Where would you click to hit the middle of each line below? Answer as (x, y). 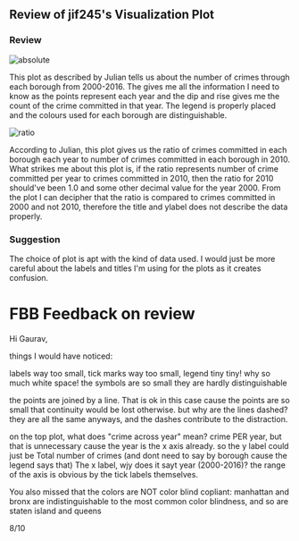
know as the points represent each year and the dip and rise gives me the (145, 96)
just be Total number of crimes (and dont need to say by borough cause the (148, 455)
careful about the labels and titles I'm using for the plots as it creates (135, 268)
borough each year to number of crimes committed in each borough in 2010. (150, 159)
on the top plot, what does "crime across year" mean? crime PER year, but (146, 436)
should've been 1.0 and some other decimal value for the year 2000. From (145, 188)
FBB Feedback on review (102, 314)
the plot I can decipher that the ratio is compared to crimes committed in (142, 197)
